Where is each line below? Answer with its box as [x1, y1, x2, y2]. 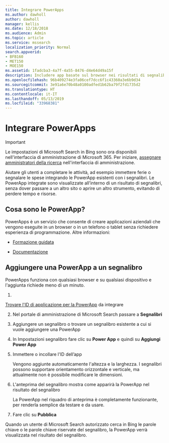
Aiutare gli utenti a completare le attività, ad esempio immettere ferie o [5, 169, 151, 175]
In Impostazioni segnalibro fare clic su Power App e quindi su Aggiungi [12, 336, 161, 342]
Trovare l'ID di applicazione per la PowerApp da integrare [5, 301, 124, 307]
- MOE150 [5, 63, 24, 68]
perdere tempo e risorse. [5, 191, 57, 197]
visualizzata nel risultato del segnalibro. [5, 432, 87, 438]
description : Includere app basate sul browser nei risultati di [5, 73, 145, 78]
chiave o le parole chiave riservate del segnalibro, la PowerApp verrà [5, 426, 147, 432]
